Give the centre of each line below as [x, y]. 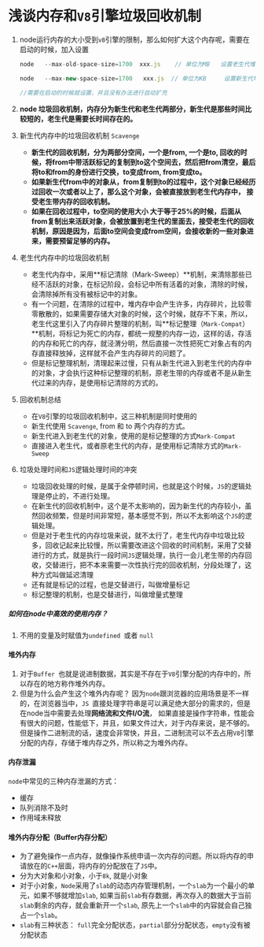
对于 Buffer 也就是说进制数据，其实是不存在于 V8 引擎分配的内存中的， [132, 674]
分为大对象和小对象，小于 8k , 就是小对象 [84, 876]
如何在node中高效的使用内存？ [58, 614]
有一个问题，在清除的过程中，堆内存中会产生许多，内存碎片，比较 [138, 303]
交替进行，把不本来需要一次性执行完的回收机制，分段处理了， [145, 565]
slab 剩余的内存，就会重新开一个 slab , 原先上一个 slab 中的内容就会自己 [132, 905]
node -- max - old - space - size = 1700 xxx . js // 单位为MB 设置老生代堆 [137, 64]
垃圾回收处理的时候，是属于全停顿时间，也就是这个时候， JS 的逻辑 [138, 486]
